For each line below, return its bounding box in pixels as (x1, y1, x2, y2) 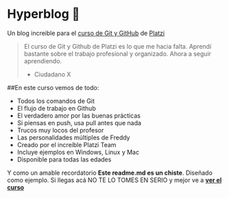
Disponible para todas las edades (16, 155, 112, 164)
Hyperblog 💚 (7, 6, 80, 22)
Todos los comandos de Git (16, 96, 95, 105)
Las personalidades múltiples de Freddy (16, 133, 130, 142)
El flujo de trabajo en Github (16, 104, 96, 112)
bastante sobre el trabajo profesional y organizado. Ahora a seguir (23, 49, 211, 58)
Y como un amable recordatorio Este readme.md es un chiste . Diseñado (7, 168, 213, 177)
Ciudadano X (34, 70, 71, 78)
